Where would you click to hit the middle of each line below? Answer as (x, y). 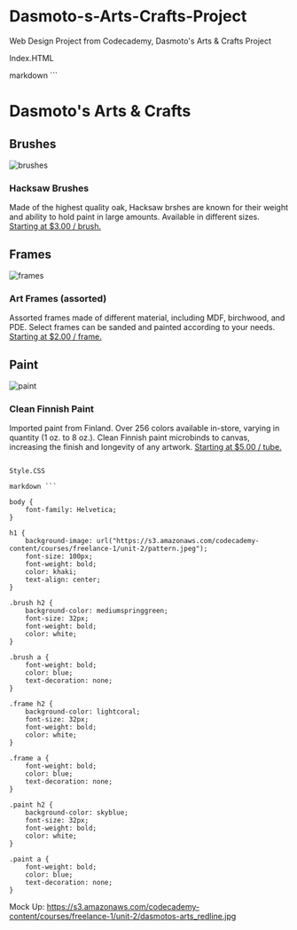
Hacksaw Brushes (49, 188)
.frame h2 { (31, 704)
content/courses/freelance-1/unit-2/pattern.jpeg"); (109, 549)
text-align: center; (63, 580)
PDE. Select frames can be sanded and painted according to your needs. (142, 327)
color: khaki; (51, 572)
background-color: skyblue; (77, 813)
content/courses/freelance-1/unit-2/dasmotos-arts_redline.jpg (123, 917)
